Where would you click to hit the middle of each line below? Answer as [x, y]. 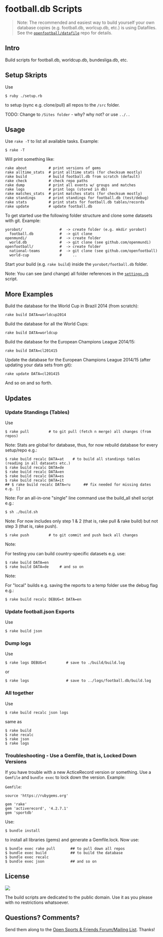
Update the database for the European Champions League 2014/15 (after [78, 360]
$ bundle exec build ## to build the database [64, 853]
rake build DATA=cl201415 [31, 351]
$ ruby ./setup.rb [24, 96]
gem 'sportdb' [19, 813]
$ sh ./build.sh [21, 512]
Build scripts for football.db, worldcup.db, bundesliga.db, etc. [66, 60]
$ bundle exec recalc [27, 857]
